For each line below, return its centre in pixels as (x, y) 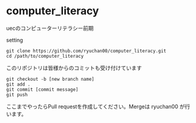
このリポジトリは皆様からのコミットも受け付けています (74, 68)
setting (15, 40)
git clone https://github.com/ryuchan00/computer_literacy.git (86, 51)
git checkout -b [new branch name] (50, 79)
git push (17, 94)
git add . (18, 84)
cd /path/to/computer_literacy (45, 56)
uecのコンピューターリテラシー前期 (50, 28)
